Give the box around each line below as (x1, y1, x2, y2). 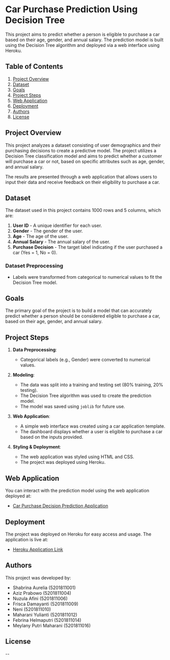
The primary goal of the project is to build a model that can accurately (5, 307, 152, 314)
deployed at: (5, 493, 32, 499)
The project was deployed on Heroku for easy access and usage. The (5, 531, 152, 537)
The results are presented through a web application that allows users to (5, 173, 157, 179)
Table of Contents (5, 62, 64, 71)
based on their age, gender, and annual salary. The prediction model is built (5, 37, 164, 43)
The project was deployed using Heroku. (20, 459, 106, 465)
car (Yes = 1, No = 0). (12, 250, 58, 256)
